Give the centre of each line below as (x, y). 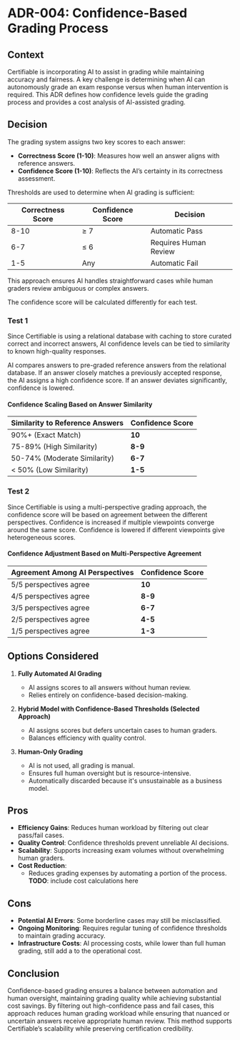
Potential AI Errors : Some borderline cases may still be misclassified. (120, 921)
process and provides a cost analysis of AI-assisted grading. (96, 102)
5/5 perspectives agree (50, 584)
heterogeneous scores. (42, 537)
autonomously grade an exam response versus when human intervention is (118, 87)
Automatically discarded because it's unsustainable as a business (125, 781)
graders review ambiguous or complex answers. (78, 288)
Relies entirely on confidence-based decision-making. (108, 695)
